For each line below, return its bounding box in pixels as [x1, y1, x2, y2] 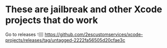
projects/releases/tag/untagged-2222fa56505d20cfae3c [5, 37, 126, 43]
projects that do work [5, 14, 98, 26]
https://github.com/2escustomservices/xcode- [44, 31, 143, 37]
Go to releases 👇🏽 [5, 31, 44, 37]
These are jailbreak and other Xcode [5, 4, 162, 15]
